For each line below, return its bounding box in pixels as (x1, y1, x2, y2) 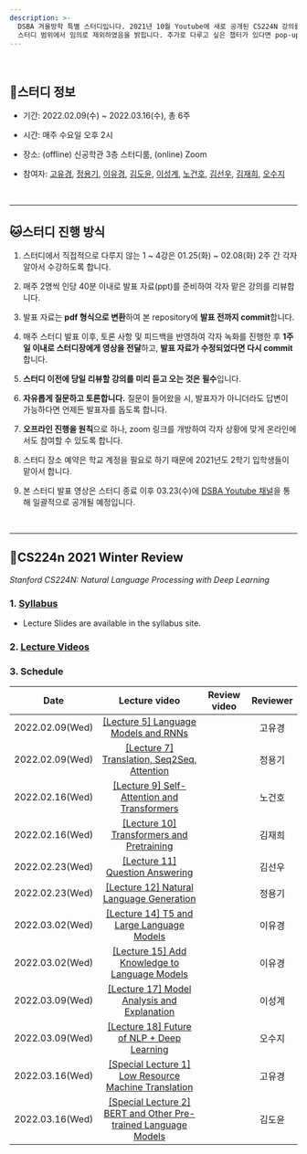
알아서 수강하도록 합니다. (22, 261, 111, 272)
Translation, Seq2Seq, (101, 753, 197, 766)
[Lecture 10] (122, 817, 177, 830)
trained (111, 1118, 143, 1131)
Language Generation (102, 893, 196, 905)
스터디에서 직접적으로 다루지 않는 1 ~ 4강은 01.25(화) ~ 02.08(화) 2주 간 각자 (22, 250, 298, 260)
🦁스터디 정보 (9, 84, 76, 100)
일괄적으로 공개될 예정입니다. (32, 497, 135, 507)
